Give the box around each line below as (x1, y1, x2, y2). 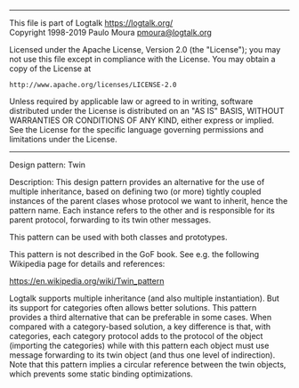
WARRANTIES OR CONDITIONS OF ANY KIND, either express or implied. (9, 115, 274, 125)
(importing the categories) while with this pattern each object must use (9, 340, 270, 351)
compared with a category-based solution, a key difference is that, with (9, 321, 271, 332)
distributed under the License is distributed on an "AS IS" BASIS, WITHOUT (9, 106, 285, 116)
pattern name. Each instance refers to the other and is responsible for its (9, 206, 276, 215)
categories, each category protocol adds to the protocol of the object (9, 331, 263, 341)
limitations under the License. (9, 134, 117, 144)
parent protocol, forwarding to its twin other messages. (9, 214, 212, 225)
